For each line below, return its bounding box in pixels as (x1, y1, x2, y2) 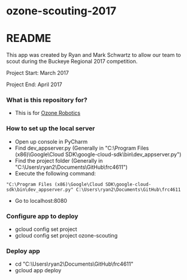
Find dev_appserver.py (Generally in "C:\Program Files (14, 144, 149, 151)
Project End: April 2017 (6, 81, 63, 88)
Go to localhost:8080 (14, 197, 68, 204)
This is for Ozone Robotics (14, 109, 81, 117)
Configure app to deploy (6, 212, 79, 220)
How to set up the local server (6, 124, 95, 133)
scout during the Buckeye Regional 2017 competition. (6, 58, 138, 65)
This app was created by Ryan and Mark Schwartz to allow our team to (6, 51, 181, 59)
